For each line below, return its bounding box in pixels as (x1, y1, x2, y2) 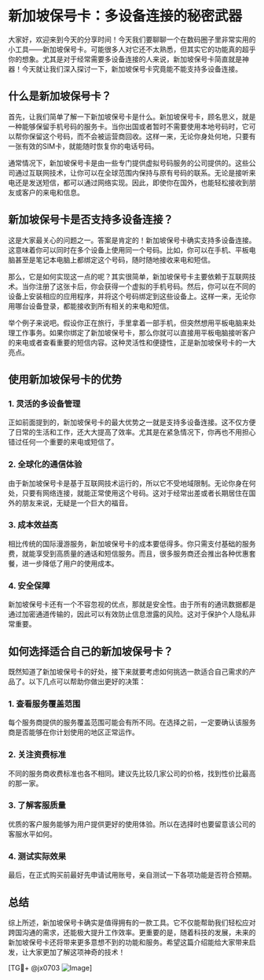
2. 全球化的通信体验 (8, 459, 82, 470)
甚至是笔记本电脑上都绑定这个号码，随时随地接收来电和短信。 (14, 255, 214, 264)
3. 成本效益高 (8, 520, 58, 531)
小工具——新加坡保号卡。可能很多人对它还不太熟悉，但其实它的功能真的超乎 (8, 44, 256, 54)
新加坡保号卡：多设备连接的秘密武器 (8, 7, 243, 25)
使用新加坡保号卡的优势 (8, 372, 122, 386)
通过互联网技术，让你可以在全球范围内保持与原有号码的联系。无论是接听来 (14, 168, 256, 177)
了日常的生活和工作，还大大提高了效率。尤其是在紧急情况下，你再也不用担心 (8, 427, 256, 437)
